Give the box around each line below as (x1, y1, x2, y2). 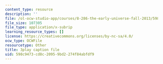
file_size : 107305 (5, 20, 42, 26)
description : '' (5, 12, 38, 16)
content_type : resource (5, 7, 53, 12)
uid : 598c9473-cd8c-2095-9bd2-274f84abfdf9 (5, 51, 95, 57)
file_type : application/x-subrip (5, 25, 73, 30)
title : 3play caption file (5, 47, 60, 52)
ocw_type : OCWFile (5, 38, 42, 43)
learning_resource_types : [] (5, 29, 64, 34)
